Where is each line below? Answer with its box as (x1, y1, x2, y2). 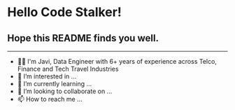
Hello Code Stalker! (7, 4, 122, 20)
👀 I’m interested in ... (17, 72, 77, 81)
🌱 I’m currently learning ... (17, 80, 92, 88)
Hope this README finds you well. (7, 32, 159, 44)
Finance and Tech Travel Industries (17, 64, 119, 73)
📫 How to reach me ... (17, 95, 83, 103)
